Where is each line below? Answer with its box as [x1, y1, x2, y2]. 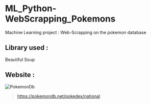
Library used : [5, 43, 49, 52]
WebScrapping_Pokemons [5, 13, 116, 24]
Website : [5, 71, 35, 79]
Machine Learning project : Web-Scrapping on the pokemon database [5, 29, 147, 35]
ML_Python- [5, 3, 57, 14]
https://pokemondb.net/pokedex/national [17, 93, 101, 99]
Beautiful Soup [5, 57, 35, 62]
